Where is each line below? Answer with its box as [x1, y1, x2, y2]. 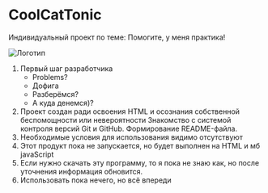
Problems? [32, 72, 68, 82]
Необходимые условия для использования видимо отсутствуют [19, 132, 243, 142]
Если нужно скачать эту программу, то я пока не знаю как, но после [19, 157, 260, 167]
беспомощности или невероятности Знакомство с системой [19, 115, 232, 124]
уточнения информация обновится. [19, 166, 143, 176]
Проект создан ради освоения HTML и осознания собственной [19, 107, 240, 116]
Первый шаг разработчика [19, 63, 113, 73]
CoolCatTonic [8, 6, 103, 24]
